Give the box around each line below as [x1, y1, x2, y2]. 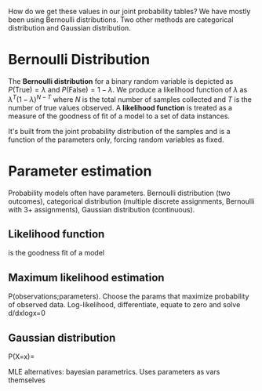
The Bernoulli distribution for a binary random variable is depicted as [8, 76, 234, 85]
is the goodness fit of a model [8, 248, 104, 258]
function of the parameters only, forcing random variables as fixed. [8, 135, 225, 144]
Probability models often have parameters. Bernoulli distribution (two [8, 188, 231, 197]
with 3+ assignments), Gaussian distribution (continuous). [8, 205, 195, 214]
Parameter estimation [8, 162, 152, 179]
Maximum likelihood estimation [8, 270, 165, 284]
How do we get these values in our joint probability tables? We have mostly [8, 7, 251, 16]
